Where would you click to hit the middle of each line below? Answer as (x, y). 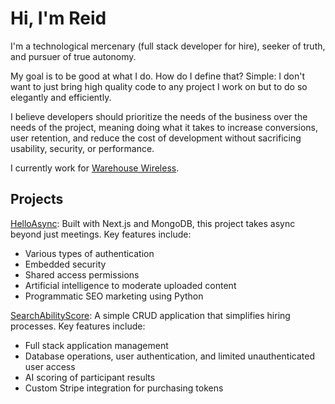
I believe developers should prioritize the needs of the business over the (159, 116)
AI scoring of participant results (90, 377)
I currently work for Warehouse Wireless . (95, 168)
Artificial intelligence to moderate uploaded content (130, 285)
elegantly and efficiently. (61, 97)
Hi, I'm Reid (58, 18)
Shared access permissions (82, 274)
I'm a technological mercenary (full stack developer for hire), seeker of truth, (168, 46)
